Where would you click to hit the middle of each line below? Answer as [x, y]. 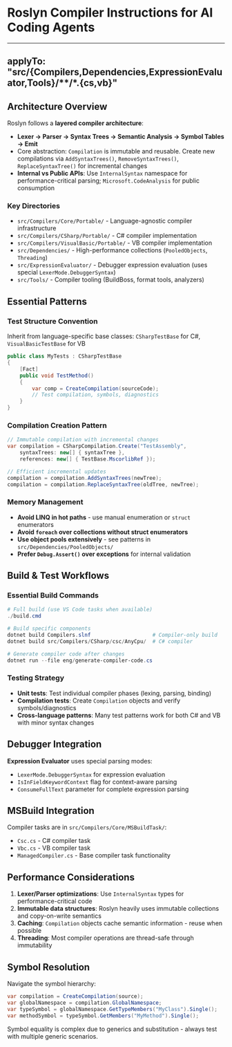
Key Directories [34, 206]
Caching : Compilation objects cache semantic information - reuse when [120, 923]
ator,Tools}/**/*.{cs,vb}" [62, 83]
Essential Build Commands [53, 595]
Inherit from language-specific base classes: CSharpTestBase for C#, [104, 336]
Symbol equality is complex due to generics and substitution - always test [112, 1029]
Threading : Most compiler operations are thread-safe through [106, 938]
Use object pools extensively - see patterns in [84, 539]
